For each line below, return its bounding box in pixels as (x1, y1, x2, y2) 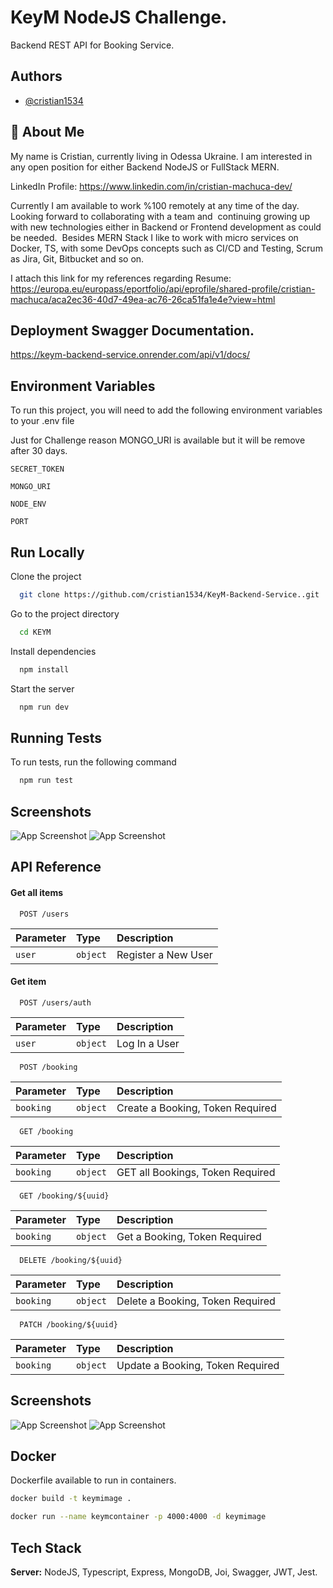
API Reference (10, 859, 102, 876)
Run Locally (10, 544, 85, 561)
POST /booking (19, 1062, 78, 1072)
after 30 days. (10, 445, 68, 457)
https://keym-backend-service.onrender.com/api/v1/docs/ (10, 349, 251, 361)
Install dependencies (10, 645, 97, 657)
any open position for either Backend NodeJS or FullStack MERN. (10, 161, 280, 173)
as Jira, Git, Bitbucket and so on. (10, 252, 145, 265)
